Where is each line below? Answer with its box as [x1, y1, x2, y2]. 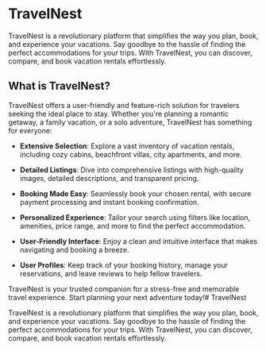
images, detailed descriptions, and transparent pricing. [19, 173, 199, 183]
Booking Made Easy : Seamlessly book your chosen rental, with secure [19, 188, 252, 199]
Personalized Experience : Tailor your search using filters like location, [19, 212, 251, 222]
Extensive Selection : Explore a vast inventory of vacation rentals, [19, 141, 235, 151]
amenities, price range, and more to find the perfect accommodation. [19, 221, 246, 230]
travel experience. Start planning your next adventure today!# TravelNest [8, 292, 247, 302]
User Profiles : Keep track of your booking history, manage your [19, 260, 229, 270]
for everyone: [8, 125, 52, 135]
